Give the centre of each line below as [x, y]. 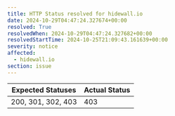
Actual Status [107, 90]
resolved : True [30, 27]
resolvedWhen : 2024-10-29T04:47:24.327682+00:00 [80, 33]
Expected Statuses [44, 90]
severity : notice [33, 46]
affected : [22, 53]
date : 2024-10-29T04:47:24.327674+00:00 [67, 20]
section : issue [30, 66]
